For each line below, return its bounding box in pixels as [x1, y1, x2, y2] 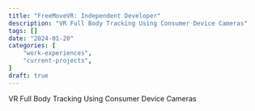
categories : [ [8, 42, 57, 50]
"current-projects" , [23, 57, 92, 65]
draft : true [8, 72, 49, 80]
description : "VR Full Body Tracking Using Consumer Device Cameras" [8, 19, 249, 27]
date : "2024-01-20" [8, 34, 74, 43]
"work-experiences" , [23, 49, 92, 57]
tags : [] [8, 27, 38, 35]
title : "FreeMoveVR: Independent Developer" [8, 11, 161, 20]
